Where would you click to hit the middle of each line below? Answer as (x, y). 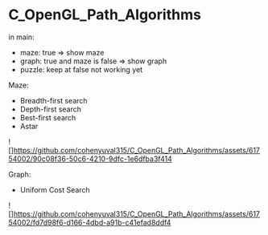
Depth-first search (51, 109)
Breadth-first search (54, 100)
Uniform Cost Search (55, 189)
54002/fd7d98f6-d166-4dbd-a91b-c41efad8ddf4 (90, 222)
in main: (21, 37)
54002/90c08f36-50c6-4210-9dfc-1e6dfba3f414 (91, 159)
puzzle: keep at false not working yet (81, 69)
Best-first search (48, 117)
